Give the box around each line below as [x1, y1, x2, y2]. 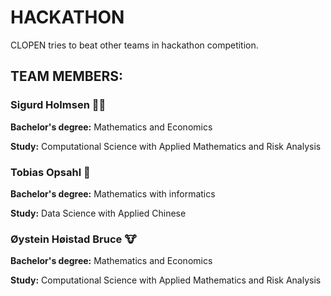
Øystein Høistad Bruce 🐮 [10, 232, 137, 246]
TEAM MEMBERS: [10, 68, 124, 85]
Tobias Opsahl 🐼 [10, 165, 91, 179]
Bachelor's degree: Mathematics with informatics [10, 187, 216, 200]
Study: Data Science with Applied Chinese [10, 207, 187, 219]
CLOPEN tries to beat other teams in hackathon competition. [10, 39, 259, 51]
